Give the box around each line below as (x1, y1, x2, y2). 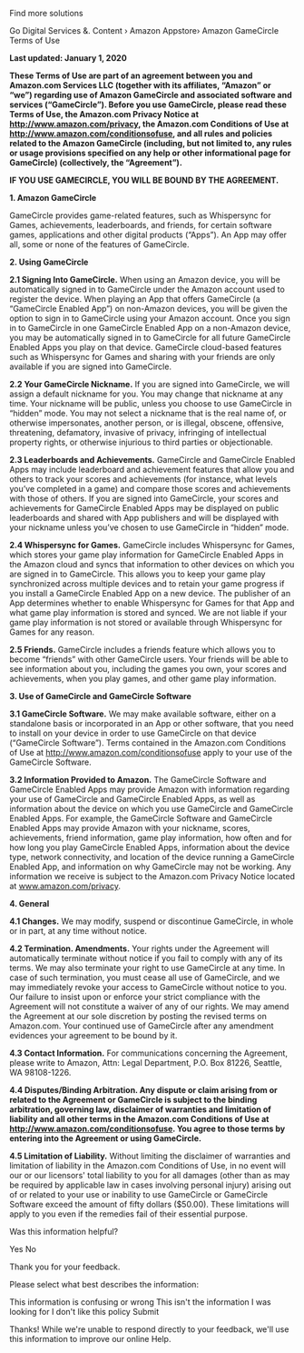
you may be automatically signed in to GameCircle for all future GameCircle (9, 332, 291, 343)
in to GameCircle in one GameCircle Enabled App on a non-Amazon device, (9, 323, 291, 333)
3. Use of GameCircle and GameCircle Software (9, 691, 192, 701)
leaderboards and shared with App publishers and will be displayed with (9, 513, 279, 523)
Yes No (9, 1244, 36, 1254)
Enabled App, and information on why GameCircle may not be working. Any (9, 861, 292, 872)
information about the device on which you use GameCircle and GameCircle (9, 804, 293, 814)
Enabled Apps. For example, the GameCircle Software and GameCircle (9, 813, 273, 824)
